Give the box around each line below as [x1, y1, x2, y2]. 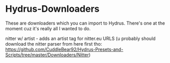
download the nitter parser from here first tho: [5, 40, 102, 47]
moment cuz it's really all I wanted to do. [5, 25, 91, 31]
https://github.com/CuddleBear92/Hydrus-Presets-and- [5, 46, 124, 52]
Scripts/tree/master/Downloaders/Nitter [5, 52, 89, 58]
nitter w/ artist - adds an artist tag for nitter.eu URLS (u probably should [5, 35, 156, 41]
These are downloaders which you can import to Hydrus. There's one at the [5, 20, 165, 26]
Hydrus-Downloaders [5, 3, 100, 15]
